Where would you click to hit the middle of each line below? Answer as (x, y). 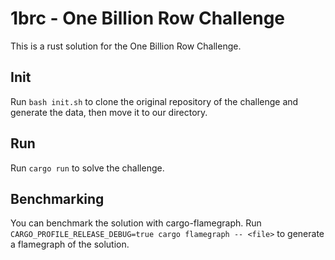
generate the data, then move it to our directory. (109, 112)
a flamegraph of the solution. (70, 244)
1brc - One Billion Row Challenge (148, 18)
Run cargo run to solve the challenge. (87, 168)
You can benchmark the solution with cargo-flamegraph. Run (136, 223)
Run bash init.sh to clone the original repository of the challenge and (154, 101)
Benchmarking (57, 198)
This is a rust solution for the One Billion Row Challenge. (126, 46)
